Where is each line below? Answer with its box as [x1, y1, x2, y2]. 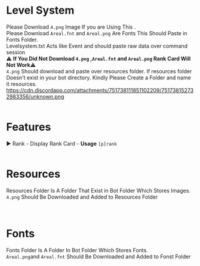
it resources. [6, 80, 37, 87]
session [6, 48, 26, 55]
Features [6, 120, 51, 134]
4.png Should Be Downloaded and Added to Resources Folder [6, 193, 158, 200]
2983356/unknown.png [6, 93, 64, 100]
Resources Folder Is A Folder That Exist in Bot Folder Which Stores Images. [6, 187, 191, 194]
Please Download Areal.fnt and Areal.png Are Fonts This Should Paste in [6, 29, 187, 36]
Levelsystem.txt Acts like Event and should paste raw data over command [6, 42, 188, 50]
